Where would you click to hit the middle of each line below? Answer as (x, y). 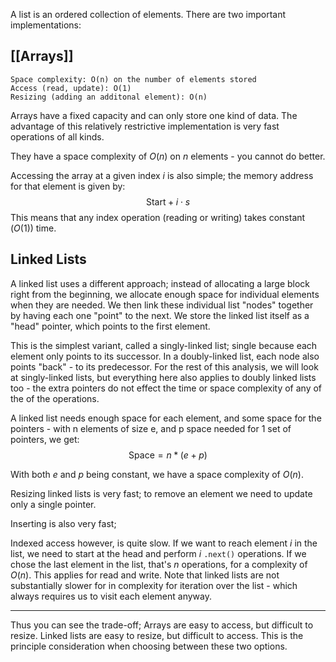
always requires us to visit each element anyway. (111, 596)
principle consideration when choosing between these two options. (149, 646)
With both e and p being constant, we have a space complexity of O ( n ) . (157, 474)
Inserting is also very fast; (63, 523)
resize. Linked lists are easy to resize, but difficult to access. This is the (157, 635)
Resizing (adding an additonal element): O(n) (109, 97)
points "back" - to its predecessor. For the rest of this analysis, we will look (164, 366)
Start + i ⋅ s (168, 201)
